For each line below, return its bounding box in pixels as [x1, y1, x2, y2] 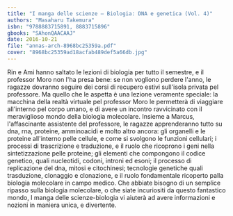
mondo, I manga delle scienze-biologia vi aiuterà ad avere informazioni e [7, 193, 216, 201]
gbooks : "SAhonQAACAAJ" [7, 29, 77, 37]
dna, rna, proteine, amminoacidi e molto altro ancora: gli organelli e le [7, 126, 206, 135]
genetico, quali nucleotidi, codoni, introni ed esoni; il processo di [7, 156, 193, 165]
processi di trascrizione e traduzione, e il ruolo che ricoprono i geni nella [7, 142, 214, 150]
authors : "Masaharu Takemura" [7, 17, 95, 24]
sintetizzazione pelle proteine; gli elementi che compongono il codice [7, 149, 206, 157]
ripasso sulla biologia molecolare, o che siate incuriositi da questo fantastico [7, 185, 226, 194]
